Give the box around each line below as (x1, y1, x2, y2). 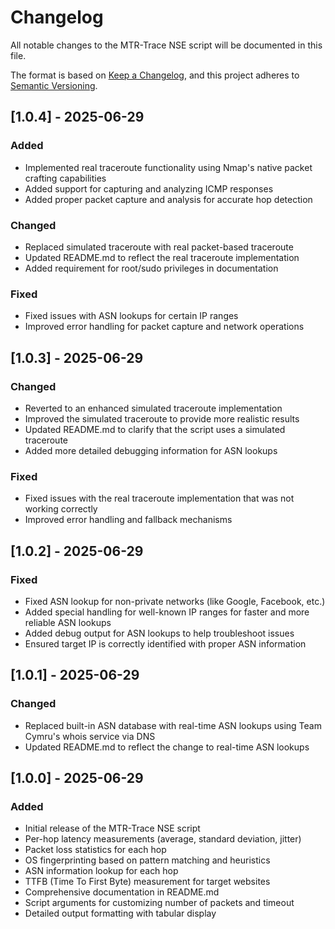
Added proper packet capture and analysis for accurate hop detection (24, 193, 313, 205)
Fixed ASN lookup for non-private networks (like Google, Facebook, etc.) (24, 595, 326, 607)
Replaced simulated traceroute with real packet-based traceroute (24, 241, 294, 253)
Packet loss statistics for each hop (24, 844, 167, 856)
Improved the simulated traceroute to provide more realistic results (24, 412, 300, 425)
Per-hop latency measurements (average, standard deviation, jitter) (24, 833, 302, 845)
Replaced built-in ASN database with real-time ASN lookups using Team (24, 719, 322, 731)
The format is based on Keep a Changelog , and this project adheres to (10, 69, 300, 81)
